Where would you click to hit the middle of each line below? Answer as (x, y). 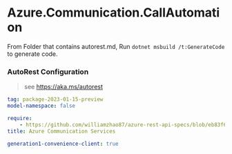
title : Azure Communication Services (61, 131)
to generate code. (32, 54)
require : (20, 118)
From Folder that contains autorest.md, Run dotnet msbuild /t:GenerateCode (116, 46)
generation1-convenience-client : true (63, 144)
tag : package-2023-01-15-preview (55, 99)
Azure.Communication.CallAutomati (114, 13)
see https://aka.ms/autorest (64, 87)
